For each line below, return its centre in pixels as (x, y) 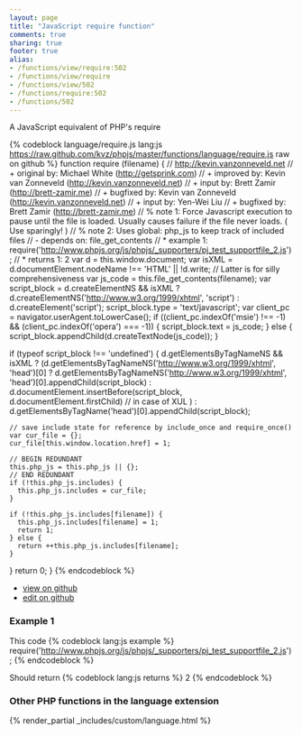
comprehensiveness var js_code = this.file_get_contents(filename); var (141, 279)
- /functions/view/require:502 (68, 69)
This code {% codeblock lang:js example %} (92, 640)
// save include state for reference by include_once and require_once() (151, 428)
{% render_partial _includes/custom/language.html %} (110, 720)
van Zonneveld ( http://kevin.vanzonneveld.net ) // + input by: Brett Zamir (143, 183)
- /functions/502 (42, 101)
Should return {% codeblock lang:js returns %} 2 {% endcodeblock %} (141, 677)
